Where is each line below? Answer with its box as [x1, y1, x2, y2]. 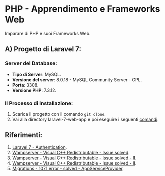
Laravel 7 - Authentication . [12, 144, 67, 150]
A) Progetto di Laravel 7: [5, 45, 81, 53]
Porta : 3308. [12, 82, 39, 88]
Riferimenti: [5, 131, 43, 139]
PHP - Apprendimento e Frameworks [5, 3, 160, 15]
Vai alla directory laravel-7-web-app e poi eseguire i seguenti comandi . [12, 116, 159, 122]
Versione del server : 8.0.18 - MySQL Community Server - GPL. [12, 76, 142, 83]
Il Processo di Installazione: [5, 100, 73, 107]
